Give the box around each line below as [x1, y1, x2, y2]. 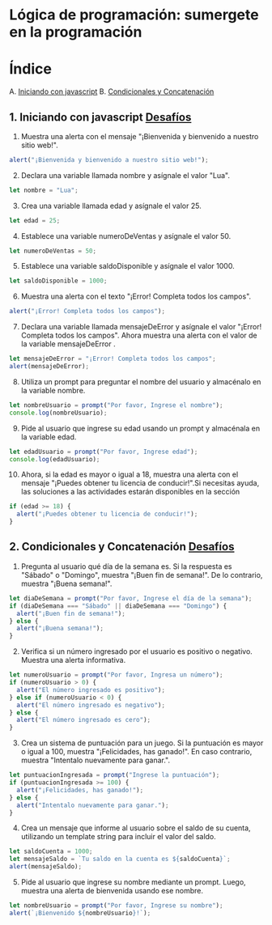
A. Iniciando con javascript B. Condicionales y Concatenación [9, 87, 215, 96]
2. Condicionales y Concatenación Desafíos [9, 540, 235, 554]
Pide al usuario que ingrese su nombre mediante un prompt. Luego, [20, 877, 246, 887]
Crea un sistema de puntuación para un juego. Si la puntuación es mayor [20, 738, 264, 748]
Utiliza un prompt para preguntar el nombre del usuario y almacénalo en [20, 376, 261, 386]
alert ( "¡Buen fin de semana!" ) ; [16, 609, 126, 617]
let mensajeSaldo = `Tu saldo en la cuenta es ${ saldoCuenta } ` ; [9, 855, 231, 863]
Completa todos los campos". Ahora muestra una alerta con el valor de [20, 330, 257, 341]
